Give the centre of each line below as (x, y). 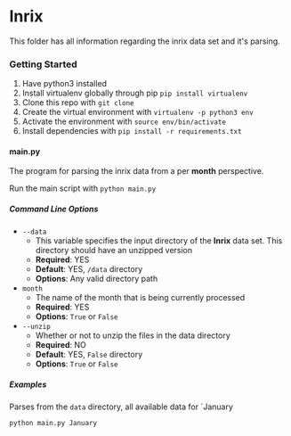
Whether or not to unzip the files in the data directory (133, 335)
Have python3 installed (65, 84)
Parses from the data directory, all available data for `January (121, 407)
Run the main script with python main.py (83, 188)
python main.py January (53, 424)
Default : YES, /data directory (89, 269)
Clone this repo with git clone (78, 103)
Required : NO (61, 345)
